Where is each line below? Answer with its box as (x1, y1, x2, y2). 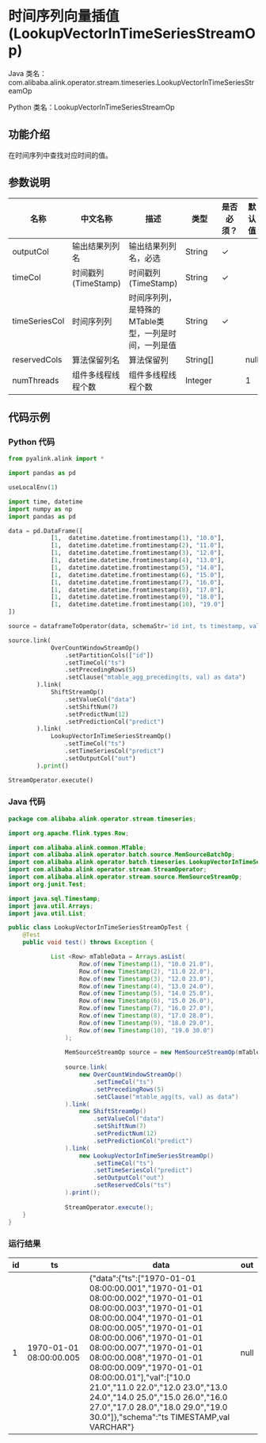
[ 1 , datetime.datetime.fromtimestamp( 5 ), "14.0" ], (50, 564, 225, 572)
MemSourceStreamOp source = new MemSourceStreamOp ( (64, 1048, 239, 1057)
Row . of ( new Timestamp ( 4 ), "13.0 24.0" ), (78, 982, 215, 990)
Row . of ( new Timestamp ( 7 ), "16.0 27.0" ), (78, 1005, 215, 1012)
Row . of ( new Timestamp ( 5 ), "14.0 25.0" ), (78, 989, 215, 997)
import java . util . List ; (8, 909, 87, 917)
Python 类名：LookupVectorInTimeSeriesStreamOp (8, 102, 176, 112)
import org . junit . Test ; (8, 880, 87, 888)
